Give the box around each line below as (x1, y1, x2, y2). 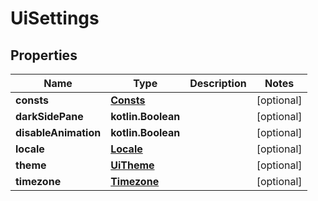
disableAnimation (15, 126, 102, 139)
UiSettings (10, 7, 100, 30)
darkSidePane (15, 110, 84, 123)
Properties (10, 47, 78, 64)
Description (189, 77, 247, 90)
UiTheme (110, 158, 155, 172)
